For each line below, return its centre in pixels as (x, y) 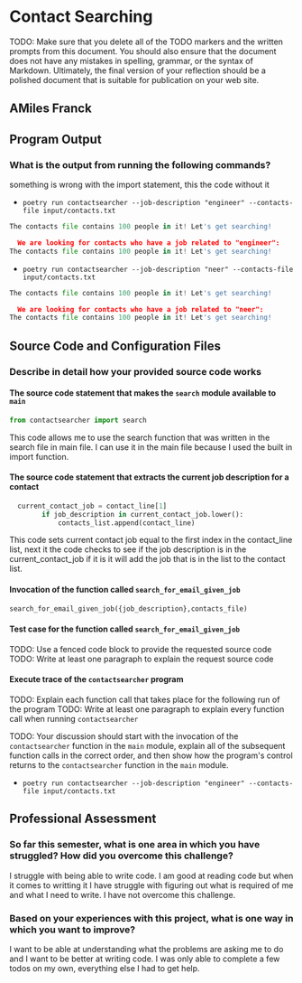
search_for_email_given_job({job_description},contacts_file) (128, 609)
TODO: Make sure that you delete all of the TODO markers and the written (146, 42)
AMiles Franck (50, 109)
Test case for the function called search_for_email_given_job (125, 629)
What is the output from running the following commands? (140, 164)
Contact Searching (81, 17)
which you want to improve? (73, 930)
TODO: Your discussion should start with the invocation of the (124, 736)
